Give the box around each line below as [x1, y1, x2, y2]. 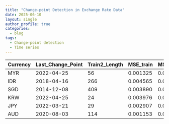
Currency [8, 61, 31, 68]
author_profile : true [5, 21, 51, 27]
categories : [5, 26, 30, 31]
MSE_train [128, 61, 153, 68]
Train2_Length [88, 61, 123, 68]
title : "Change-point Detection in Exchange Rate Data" [5, 7, 125, 13]
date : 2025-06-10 [5, 12, 42, 17]
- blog [10, 31, 24, 36]
